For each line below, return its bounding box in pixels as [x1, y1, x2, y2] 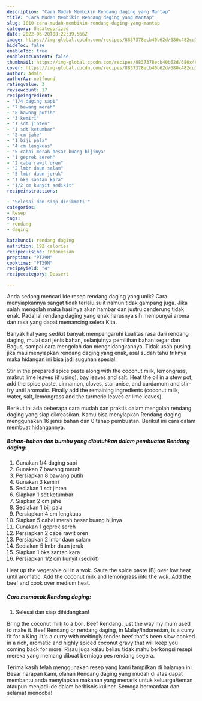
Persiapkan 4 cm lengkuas [15, 510, 82, 517]
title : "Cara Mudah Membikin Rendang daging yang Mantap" [7, 14, 155, 20]
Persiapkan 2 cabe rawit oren [15, 529, 89, 536]
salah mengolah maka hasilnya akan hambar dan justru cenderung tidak [7, 306, 185, 313]
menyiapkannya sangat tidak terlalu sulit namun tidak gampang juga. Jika [7, 299, 188, 306]
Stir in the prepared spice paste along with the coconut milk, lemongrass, [7, 368, 188, 374]
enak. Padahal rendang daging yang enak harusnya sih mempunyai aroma [7, 312, 189, 319]
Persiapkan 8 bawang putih [15, 472, 83, 479]
